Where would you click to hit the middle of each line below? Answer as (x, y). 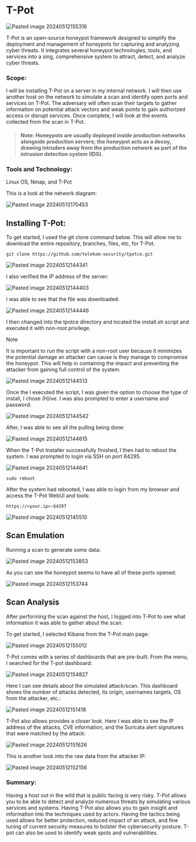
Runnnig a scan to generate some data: (54, 549)
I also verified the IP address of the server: (57, 276)
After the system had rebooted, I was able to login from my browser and (93, 489)
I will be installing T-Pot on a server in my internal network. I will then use (94, 91)
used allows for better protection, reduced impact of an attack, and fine (92, 820)
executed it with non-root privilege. (48, 328)
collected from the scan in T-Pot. (46, 122)
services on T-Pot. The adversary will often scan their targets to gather (92, 103)
